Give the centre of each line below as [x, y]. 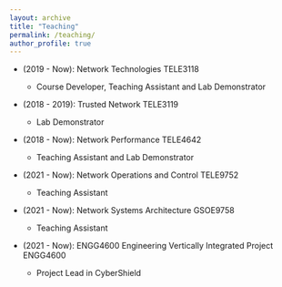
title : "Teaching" [44, 26]
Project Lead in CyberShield [89, 273]
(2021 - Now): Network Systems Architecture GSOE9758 [128, 210]
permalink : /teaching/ [52, 35]
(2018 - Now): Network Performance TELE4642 [112, 140]
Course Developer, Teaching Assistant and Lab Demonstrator [151, 87]
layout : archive [40, 18]
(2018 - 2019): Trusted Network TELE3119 [101, 105]
